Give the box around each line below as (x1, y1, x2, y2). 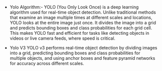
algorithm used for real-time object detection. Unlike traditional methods (9, 9, 156, 15)
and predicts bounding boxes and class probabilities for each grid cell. (9, 25, 152, 31)
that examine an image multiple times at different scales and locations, (9, 15, 153, 20)
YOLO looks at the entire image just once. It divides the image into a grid (9, 20, 156, 25)
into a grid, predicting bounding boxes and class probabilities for (9, 50, 141, 56)
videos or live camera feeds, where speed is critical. (9, 35, 115, 41)
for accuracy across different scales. (9, 61, 84, 66)
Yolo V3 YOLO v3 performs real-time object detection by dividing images (9, 45, 158, 50)
